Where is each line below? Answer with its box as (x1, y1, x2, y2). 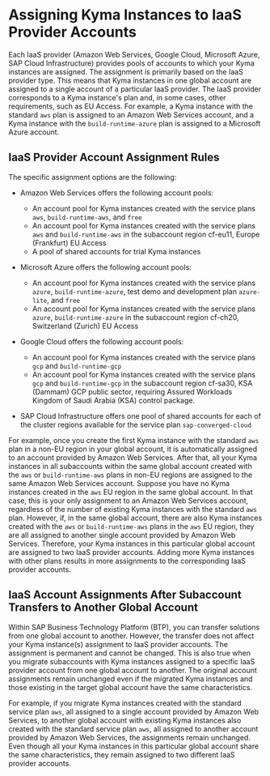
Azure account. (8, 127, 60, 137)
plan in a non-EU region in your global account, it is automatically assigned (8, 444, 258, 454)
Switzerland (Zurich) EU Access (32, 321, 139, 330)
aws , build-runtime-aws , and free (32, 212, 143, 222)
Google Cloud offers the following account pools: (19, 336, 184, 346)
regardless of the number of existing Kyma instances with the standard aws (8, 504, 257, 514)
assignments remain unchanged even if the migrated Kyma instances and (8, 674, 253, 684)
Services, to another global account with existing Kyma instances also (8, 715, 242, 725)
